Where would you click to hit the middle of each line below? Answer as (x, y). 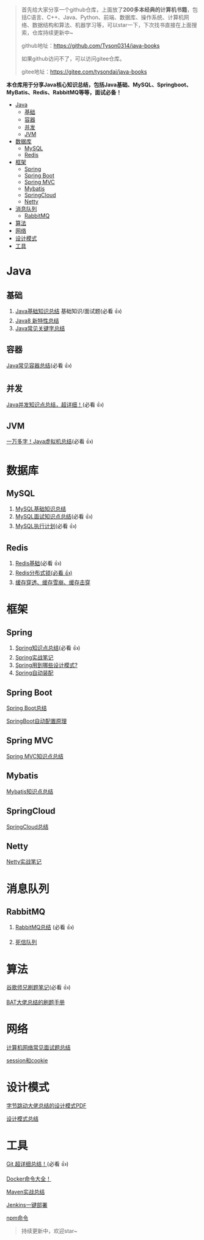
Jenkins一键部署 (27, 1205)
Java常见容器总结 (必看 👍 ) (39, 365)
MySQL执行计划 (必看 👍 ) (46, 526)
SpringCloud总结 (27, 826)
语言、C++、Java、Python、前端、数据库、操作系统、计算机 (107, 17)
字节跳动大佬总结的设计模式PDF (46, 1106)
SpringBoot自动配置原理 (37, 721)
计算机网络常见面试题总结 (38, 1048)
